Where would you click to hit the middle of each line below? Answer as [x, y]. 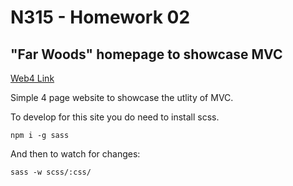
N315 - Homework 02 [100, 17]
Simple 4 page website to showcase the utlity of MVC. [122, 97]
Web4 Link [32, 78]
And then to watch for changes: [75, 154]
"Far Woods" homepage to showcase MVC [146, 54]
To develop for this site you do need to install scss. [115, 117]
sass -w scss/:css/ [51, 172]
